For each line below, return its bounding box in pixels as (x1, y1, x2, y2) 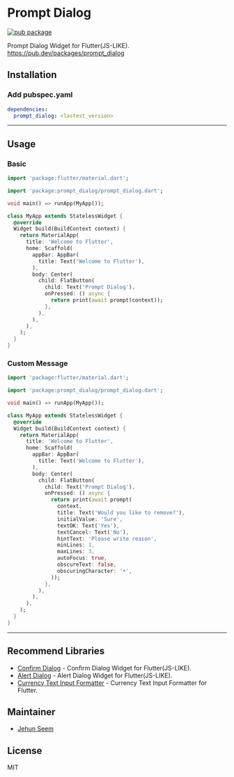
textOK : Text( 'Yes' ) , (56, 522, 120, 529)
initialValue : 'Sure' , (56, 516, 123, 523)
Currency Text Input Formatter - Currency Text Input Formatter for (17, 678, 208, 687)
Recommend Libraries (7, 645, 105, 657)
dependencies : (7, 106, 49, 113)
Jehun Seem (17, 725, 54, 733)
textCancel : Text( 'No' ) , (56, 528, 130, 536)
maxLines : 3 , (56, 548, 95, 555)
